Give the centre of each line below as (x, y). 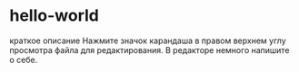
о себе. (24, 59)
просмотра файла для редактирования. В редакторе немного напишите (149, 49)
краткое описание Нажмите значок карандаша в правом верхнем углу (148, 40)
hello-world (55, 16)
